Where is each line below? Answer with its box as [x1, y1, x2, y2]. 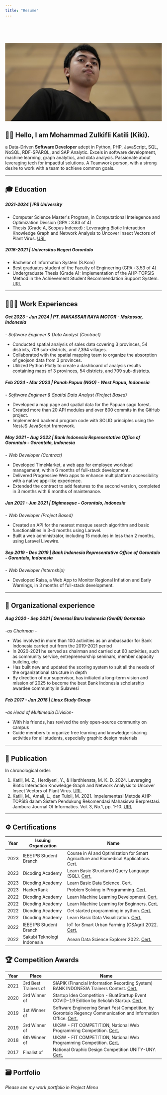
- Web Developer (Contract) [5, 452, 63, 458]
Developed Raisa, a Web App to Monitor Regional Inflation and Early [12, 577, 152, 583]
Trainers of [23, 986, 46, 992]
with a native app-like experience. [12, 478, 82, 484]
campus [12, 724, 29, 730]
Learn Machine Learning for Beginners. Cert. [67, 901, 158, 907]
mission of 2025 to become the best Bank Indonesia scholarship [12, 680, 144, 686]
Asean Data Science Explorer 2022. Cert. [67, 937, 152, 943]
